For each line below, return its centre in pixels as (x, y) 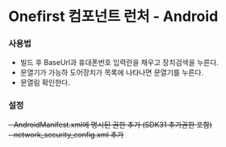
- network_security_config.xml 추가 (66, 134)
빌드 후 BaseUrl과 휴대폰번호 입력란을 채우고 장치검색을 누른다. (119, 63)
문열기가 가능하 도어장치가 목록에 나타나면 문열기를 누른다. (112, 72)
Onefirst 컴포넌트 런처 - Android (113, 16)
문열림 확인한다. (45, 83)
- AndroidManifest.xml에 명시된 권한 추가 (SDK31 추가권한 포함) (110, 125)
